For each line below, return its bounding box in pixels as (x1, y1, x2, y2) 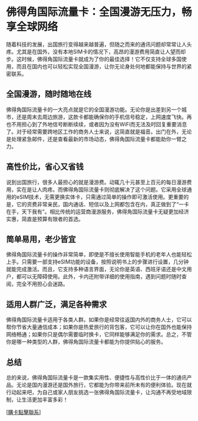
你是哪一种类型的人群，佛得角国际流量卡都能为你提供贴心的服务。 (6, 338, 166, 346)
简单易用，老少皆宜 (6, 234, 76, 244)
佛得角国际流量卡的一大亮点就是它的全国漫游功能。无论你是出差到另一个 (6, 106, 181, 113)
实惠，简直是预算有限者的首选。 (6, 215, 84, 222)
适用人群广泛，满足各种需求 (6, 299, 107, 310)
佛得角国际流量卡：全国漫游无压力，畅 (6, 5, 193, 19)
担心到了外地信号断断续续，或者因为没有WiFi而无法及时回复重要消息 (21, 120, 187, 127)
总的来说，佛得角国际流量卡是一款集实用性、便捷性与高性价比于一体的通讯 (6, 374, 187, 381)
